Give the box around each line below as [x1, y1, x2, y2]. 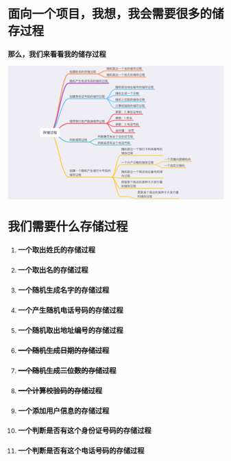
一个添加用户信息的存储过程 [17, 406, 110, 415]
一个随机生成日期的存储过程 [17, 345, 110, 355]
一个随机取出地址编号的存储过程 [17, 325, 124, 335]
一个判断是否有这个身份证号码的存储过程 [17, 426, 151, 436]
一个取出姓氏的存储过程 [17, 245, 95, 255]
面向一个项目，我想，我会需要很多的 [8, 6, 212, 22]
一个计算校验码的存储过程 [17, 386, 103, 395]
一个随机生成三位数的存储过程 [17, 366, 117, 375]
